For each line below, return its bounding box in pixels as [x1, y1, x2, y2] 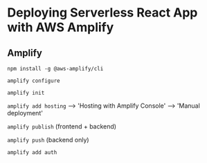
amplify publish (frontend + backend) [7, 122, 116, 131]
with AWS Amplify [7, 19, 114, 35]
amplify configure [7, 77, 60, 84]
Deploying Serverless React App [7, 5, 198, 21]
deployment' [7, 109, 44, 117]
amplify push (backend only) [7, 136, 89, 144]
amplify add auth [7, 149, 57, 156]
